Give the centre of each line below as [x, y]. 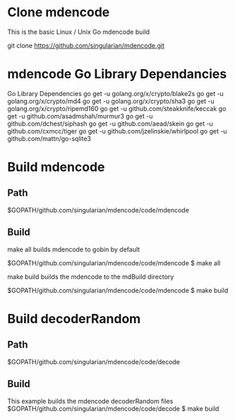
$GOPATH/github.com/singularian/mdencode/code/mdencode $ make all [114, 263]
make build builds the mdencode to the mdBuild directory [91, 277]
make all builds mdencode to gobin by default [74, 249]
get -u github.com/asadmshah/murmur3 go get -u [80, 116]
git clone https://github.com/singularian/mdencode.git [86, 45]
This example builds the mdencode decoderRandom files [90, 401]
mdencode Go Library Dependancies [117, 74]
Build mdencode [56, 167]
